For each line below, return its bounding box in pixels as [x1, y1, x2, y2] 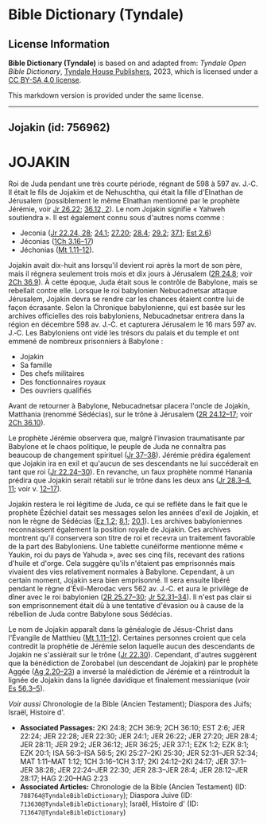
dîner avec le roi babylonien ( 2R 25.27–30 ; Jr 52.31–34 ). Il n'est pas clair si [8, 592, 252, 602]
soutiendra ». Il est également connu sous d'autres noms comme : [8, 213, 225, 223]
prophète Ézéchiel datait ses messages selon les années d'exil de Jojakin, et [8, 508, 259, 517]
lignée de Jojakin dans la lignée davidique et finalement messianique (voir [8, 676, 250, 685]
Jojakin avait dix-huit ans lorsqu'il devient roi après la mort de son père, [8, 261, 242, 270]
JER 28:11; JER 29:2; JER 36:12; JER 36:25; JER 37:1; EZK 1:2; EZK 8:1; [19, 740, 249, 749]
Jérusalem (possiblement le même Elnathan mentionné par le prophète [8, 196, 241, 206]
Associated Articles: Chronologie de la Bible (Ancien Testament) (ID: [19, 782, 247, 792]
